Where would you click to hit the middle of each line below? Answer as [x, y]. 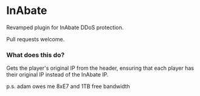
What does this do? [36, 55]
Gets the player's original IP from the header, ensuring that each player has [100, 68]
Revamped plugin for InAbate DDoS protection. [65, 27]
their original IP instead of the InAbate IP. [57, 75]
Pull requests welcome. [36, 39]
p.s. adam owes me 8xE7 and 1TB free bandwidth [68, 86]
